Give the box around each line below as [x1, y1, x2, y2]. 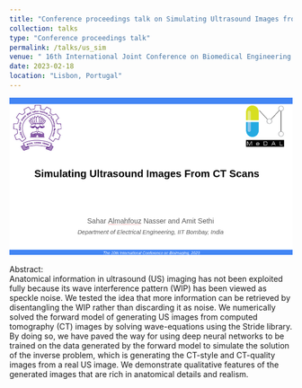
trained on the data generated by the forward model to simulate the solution [9, 339, 290, 350]
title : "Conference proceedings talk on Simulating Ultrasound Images [9, 14, 280, 23]
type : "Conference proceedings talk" [9, 33, 151, 42]
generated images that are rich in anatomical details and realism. [9, 368, 249, 379]
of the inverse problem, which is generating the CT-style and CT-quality [9, 349, 276, 360]
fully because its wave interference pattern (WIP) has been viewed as [9, 283, 267, 294]
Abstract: [9, 263, 43, 274]
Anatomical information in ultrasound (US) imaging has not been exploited [9, 273, 283, 284]
